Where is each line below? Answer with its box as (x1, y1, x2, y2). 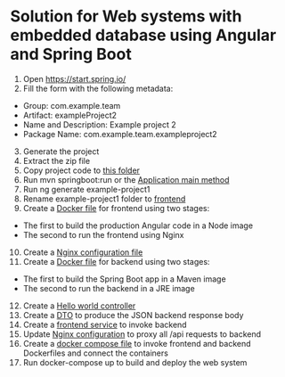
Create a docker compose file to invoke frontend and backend (22, 338, 252, 348)
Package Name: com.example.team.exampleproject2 (22, 128, 217, 139)
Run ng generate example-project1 (22, 184, 151, 194)
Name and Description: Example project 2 (22, 119, 176, 130)
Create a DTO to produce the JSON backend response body (22, 309, 244, 320)
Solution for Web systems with (10, 6, 242, 27)
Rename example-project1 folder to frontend (22, 193, 186, 204)
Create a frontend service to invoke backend (22, 319, 187, 330)
